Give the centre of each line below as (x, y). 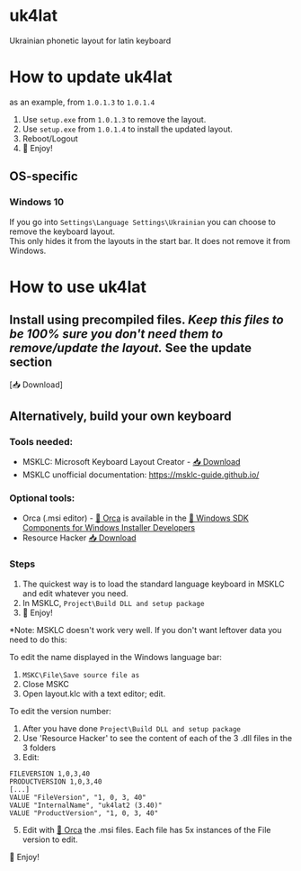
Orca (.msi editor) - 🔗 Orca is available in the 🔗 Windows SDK (135, 518)
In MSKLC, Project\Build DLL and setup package (113, 603)
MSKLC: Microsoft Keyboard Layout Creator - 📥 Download (131, 462)
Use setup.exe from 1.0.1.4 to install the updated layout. (128, 129)
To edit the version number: (61, 711)
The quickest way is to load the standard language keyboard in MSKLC (153, 584)
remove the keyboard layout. (62, 231)
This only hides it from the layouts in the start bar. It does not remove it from (150, 240)
